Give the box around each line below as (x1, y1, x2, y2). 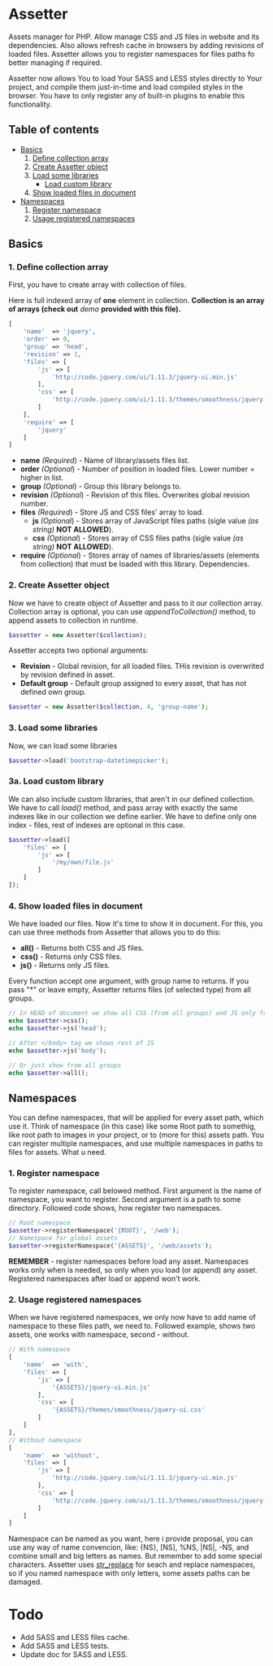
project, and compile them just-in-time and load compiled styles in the (8, 82, 244, 92)
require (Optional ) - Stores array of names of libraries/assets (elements (19, 550, 260, 561)
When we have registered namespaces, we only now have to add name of (8, 1312, 256, 1322)
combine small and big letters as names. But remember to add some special (8, 1551, 262, 1561)
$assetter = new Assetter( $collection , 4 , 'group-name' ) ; (8, 703, 209, 711)
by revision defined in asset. (19, 670, 115, 679)
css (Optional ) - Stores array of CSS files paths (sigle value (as (32, 533, 244, 543)
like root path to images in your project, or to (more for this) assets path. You (8, 1130, 264, 1140)
